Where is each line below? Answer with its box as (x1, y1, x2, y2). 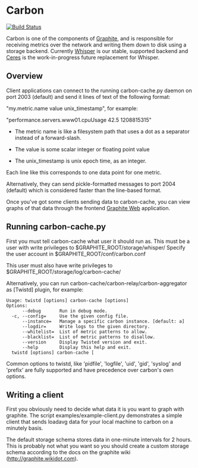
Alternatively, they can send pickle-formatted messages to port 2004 (6, 180, 176, 188)
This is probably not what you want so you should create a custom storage (6, 442, 189, 450)
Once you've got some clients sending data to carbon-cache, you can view (6, 198, 190, 205)
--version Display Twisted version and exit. (21, 339, 147, 345)
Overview (6, 71, 43, 81)
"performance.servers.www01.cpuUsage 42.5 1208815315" (6, 116, 152, 123)
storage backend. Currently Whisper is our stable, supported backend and (6, 47, 188, 54)
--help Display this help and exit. (21, 344, 132, 350)
